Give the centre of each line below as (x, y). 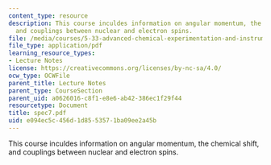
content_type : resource (48, 16)
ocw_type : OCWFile (39, 76)
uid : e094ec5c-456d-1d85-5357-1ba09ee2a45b (83, 121)
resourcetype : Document (48, 105)
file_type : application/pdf (56, 46)
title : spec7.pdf (38, 113)
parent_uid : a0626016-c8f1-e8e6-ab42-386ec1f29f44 (95, 98)
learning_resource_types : (52, 53)
